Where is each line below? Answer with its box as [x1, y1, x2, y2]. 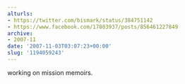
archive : [7, 29, 33, 37]
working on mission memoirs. [7, 68, 93, 77]
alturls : [7, 10, 33, 17]
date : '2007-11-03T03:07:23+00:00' [7, 43, 112, 50]
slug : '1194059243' [7, 50, 65, 57]
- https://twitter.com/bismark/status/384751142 [7, 17, 153, 24]
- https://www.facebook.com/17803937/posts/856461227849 [7, 23, 179, 30]
